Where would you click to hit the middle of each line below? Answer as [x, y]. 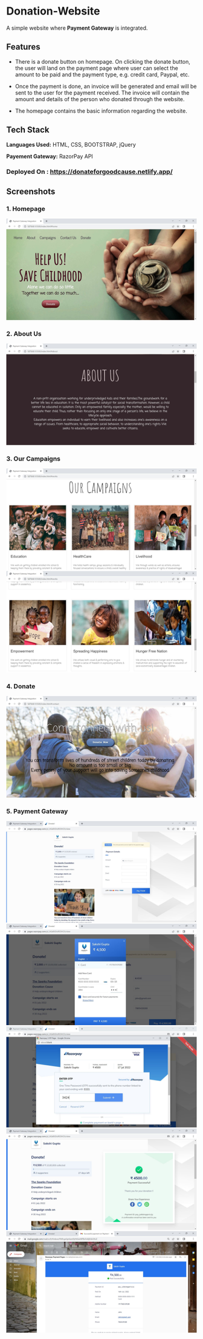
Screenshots [31, 191]
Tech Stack [28, 130]
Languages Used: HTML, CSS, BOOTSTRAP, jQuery [71, 144]
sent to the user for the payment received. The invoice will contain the [102, 93]
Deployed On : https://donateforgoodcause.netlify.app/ [90, 172]
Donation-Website [53, 11]
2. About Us [24, 333]
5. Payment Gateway [37, 811]
